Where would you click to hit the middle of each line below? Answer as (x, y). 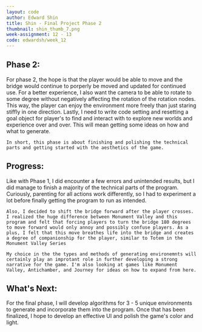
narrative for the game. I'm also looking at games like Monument (92, 265)
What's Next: (32, 289)
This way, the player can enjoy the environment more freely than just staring (101, 105)
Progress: (25, 166)
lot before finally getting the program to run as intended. (76, 200)
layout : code (23, 12)
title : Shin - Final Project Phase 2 (54, 23)
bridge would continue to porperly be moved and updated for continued (96, 86)
